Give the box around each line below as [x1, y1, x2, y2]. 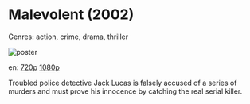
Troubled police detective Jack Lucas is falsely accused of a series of [8, 78, 237, 87]
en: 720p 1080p [8, 62, 60, 72]
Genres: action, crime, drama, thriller [8, 32, 129, 41]
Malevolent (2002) [8, 6, 135, 24]
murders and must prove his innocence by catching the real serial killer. [8, 86, 243, 96]
